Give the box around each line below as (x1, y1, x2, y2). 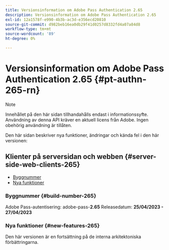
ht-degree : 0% (5, 36, 36, 41)
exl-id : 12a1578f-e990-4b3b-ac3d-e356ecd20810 (5, 17, 106, 22)
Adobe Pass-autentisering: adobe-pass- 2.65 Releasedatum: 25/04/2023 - (5, 203, 164, 210)
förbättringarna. (5, 239, 39, 245)
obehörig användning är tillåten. (5, 122, 73, 128)
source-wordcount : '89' (5, 31, 56, 36)
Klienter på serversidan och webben (5, 152, 124, 161)
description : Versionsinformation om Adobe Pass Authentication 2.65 (5, 12, 157, 17)
